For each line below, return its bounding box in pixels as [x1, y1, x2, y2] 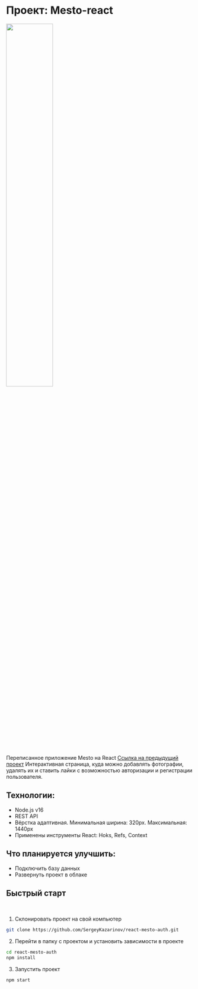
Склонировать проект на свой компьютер [14, 915, 122, 923]
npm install [6, 955, 36, 961]
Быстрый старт [6, 888, 66, 898]
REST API [14, 812, 39, 819]
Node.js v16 [14, 806, 44, 813]
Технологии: [6, 790, 55, 801]
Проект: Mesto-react [6, 4, 114, 17]
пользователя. [6, 773, 43, 780]
